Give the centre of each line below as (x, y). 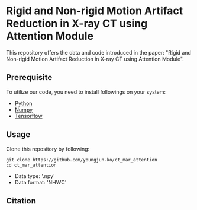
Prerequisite (29, 77)
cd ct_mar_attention (32, 165)
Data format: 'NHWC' (41, 182)
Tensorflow (28, 116)
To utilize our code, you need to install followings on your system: (86, 92)
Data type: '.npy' (35, 176)
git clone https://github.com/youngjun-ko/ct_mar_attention (82, 160)
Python (23, 103)
